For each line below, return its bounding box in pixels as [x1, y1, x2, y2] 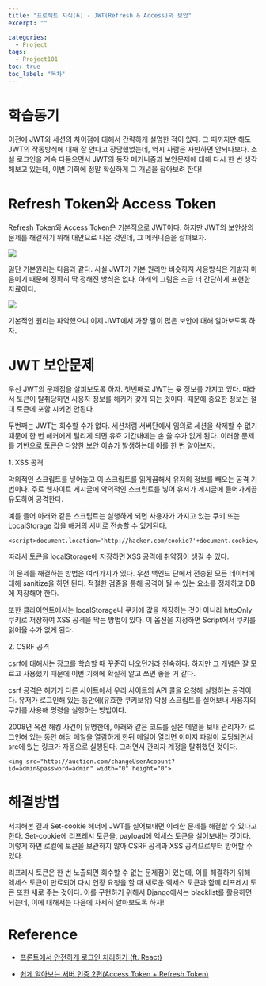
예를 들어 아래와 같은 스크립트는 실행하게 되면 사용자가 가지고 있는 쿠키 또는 [8, 510, 241, 520]
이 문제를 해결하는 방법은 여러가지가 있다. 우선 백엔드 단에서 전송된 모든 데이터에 [8, 568, 256, 578]
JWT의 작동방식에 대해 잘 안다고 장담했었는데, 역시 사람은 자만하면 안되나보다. [8, 144, 249, 154]
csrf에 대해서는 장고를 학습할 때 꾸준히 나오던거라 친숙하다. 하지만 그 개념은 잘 [8, 659, 249, 668]
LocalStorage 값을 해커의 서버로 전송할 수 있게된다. [8, 521, 168, 530]
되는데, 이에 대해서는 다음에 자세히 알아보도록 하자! [8, 897, 165, 907]
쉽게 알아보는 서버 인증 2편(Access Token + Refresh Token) [19, 969, 209, 979]
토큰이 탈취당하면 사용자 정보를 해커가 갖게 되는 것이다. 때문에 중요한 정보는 [16, 394, 249, 403]
